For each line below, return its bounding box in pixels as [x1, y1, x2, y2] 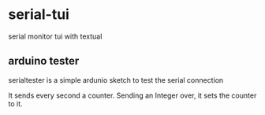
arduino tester [8, 54, 80, 68]
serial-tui [8, 6, 69, 24]
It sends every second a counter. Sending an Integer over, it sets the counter [8, 91, 257, 100]
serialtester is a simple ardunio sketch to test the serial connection [8, 75, 224, 84]
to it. [8, 98, 23, 108]
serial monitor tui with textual [8, 32, 103, 41]
